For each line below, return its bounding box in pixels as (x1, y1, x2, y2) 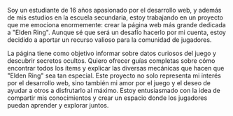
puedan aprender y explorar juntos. (7, 101, 109, 109)
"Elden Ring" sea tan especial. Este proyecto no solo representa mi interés (7, 71, 222, 80)
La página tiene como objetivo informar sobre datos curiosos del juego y (7, 49, 217, 57)
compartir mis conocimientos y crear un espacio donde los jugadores (7, 94, 208, 102)
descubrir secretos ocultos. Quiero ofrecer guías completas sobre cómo (7, 57, 216, 65)
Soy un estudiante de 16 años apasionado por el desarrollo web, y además (7, 6, 222, 14)
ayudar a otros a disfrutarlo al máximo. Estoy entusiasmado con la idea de (7, 87, 220, 94)
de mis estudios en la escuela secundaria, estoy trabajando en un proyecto (7, 13, 224, 22)
